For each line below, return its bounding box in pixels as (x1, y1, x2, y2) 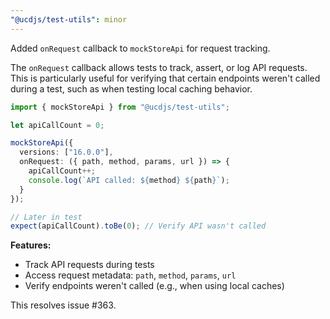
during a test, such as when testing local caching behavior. (10, 82, 253, 95)
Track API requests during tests (24, 259, 155, 271)
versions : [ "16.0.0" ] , (19, 147, 114, 158)
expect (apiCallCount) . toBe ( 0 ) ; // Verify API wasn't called (10, 221, 267, 231)
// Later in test (10, 212, 83, 222)
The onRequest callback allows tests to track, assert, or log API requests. (10, 61, 308, 73)
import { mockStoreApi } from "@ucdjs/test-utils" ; (10, 102, 230, 112)
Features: (10, 239, 52, 251)
